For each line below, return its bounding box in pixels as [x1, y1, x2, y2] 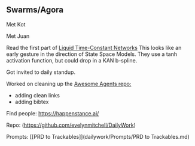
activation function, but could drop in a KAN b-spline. [6, 56, 138, 64]
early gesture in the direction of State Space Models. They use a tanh [6, 50, 178, 58]
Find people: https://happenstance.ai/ [6, 109, 99, 117]
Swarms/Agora [6, 5, 64, 15]
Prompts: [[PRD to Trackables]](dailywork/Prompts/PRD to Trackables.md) [6, 133, 190, 140]
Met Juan [6, 32, 30, 40]
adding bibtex [14, 98, 49, 105]
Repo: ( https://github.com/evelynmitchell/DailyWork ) [6, 121, 136, 129]
